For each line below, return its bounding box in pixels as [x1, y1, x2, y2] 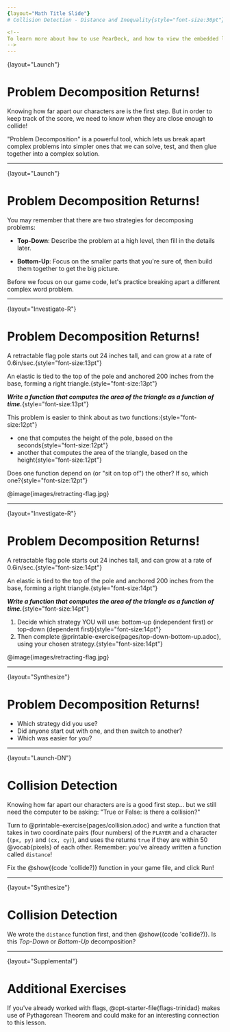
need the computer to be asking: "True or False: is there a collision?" [7, 808, 201, 816]
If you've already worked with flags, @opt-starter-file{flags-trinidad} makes [7, 1003, 220, 1012]
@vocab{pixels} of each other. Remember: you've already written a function [7, 843, 222, 851]
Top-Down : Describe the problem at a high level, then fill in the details [16, 237, 216, 244]
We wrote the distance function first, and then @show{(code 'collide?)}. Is [7, 930, 217, 938]
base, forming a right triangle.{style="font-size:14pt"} [7, 584, 158, 592]
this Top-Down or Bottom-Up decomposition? [7, 937, 136, 946]
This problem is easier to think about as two [7, 413, 131, 421]
